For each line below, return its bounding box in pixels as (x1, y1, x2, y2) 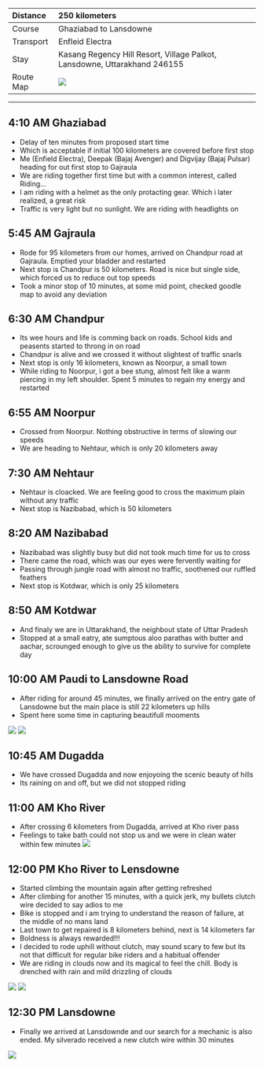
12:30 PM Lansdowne (8, 1006, 116, 1019)
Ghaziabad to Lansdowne (58, 24, 153, 34)
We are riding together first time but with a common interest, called (19, 171, 237, 180)
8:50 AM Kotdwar (8, 604, 97, 617)
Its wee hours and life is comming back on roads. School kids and (19, 333, 233, 343)
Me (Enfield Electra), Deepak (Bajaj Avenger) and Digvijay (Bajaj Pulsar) (19, 153, 251, 164)
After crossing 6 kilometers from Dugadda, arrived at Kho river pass (19, 822, 240, 832)
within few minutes (19, 840, 81, 849)
